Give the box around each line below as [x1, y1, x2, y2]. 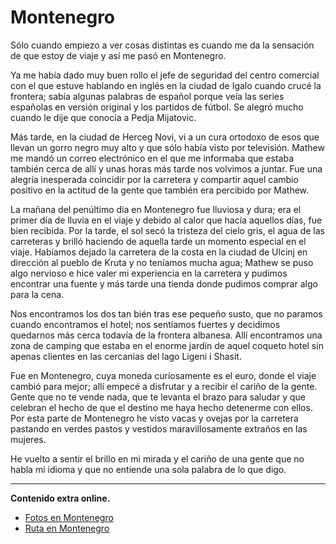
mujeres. [10, 433, 47, 445]
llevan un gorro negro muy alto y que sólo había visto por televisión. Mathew [10, 141, 325, 153]
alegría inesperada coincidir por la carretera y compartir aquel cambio [10, 173, 299, 185]
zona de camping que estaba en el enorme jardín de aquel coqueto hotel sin [10, 339, 324, 351]
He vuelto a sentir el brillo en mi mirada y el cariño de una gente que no [10, 452, 305, 465]
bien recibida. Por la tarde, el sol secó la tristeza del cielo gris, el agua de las [10, 224, 325, 236]
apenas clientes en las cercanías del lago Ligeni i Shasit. [10, 350, 242, 362]
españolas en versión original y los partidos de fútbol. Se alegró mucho [10, 101, 304, 113]
